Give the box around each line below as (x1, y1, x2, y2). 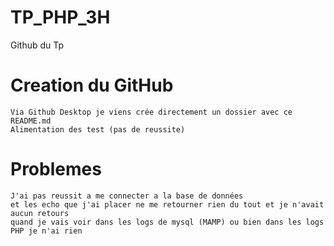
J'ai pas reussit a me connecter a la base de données (10, 191, 244, 201)
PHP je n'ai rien (10, 226, 83, 236)
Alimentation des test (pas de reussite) (10, 124, 186, 135)
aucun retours (10, 208, 70, 218)
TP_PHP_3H (10, 6, 111, 29)
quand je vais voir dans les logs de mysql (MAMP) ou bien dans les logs (10, 217, 325, 227)
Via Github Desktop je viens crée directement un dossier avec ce (10, 107, 293, 117)
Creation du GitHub (10, 74, 174, 97)
